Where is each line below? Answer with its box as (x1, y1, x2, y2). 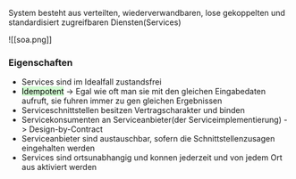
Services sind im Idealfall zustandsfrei (21, 77, 162, 87)
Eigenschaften (8, 56, 73, 69)
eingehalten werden (21, 142, 96, 154)
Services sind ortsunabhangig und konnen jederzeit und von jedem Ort (21, 152, 283, 163)
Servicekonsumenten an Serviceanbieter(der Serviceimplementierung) (21, 115, 283, 126)
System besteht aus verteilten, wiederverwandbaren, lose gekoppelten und (8, 8, 285, 18)
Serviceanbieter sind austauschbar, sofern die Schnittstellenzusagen (21, 134, 275, 144)
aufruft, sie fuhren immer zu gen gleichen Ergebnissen (21, 95, 223, 106)
